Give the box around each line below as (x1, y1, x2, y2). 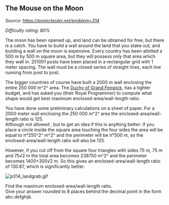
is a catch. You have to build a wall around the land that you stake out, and (5, 43, 160, 49)
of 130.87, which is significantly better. (5, 163, 85, 169)
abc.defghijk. (5, 193, 33, 199)
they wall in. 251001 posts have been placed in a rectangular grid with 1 (5, 58, 153, 65)
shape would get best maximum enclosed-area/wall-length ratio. (5, 95, 140, 101)
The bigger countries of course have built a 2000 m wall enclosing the (5, 79, 152, 85)
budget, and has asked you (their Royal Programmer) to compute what (5, 90, 152, 96)
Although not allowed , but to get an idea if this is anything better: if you (5, 121, 154, 127)
